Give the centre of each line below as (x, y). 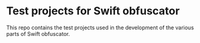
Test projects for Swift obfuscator (93, 11)
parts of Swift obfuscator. (38, 33)
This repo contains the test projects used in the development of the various (100, 27)
